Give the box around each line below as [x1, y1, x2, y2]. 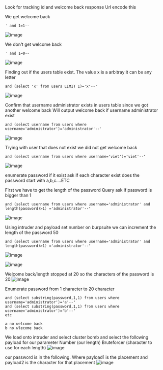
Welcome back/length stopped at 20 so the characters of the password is [5, 271, 154, 277]
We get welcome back [5, 14, 51, 19]
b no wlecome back [5, 326, 43, 331]
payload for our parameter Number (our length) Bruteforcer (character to [5, 339, 152, 345]
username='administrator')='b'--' [5, 308, 76, 313]
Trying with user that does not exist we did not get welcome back [5, 145, 137, 150]
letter [5, 74, 16, 80]
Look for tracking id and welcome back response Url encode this [5, 4, 136, 10]
